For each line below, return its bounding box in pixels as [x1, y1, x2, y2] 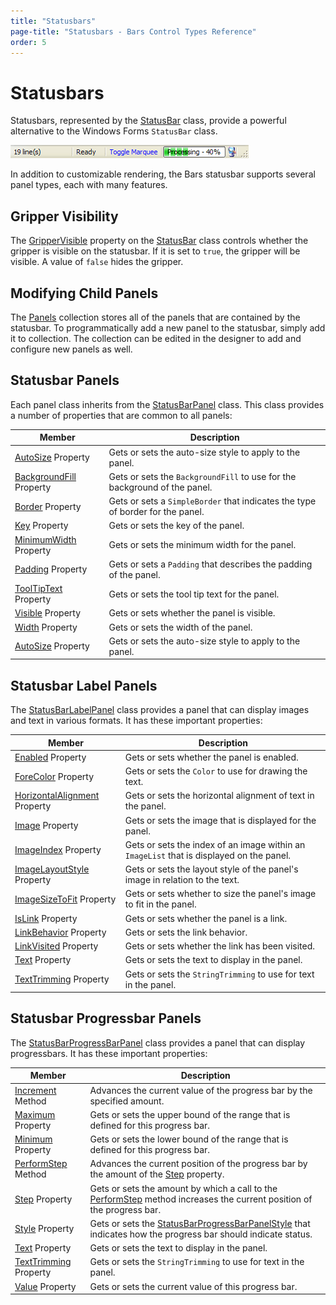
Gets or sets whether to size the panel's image [124, 888, 317, 900]
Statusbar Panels [10, 372, 120, 389]
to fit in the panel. [124, 898, 197, 910]
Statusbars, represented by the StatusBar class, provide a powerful [10, 115, 287, 127]
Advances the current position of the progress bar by [89, 1158, 308, 1170]
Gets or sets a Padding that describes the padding [108, 558, 313, 570]
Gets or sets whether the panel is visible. [108, 607, 276, 619]
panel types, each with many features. [10, 179, 168, 191]
